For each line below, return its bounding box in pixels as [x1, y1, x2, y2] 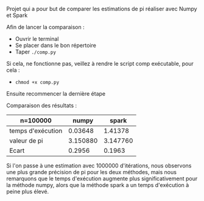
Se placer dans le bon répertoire [15, 42, 96, 49]
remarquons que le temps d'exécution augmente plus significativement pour [6, 175, 198, 182]
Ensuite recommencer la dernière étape [6, 90, 105, 97]
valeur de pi [9, 136, 43, 145]
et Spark [6, 12, 28, 19]
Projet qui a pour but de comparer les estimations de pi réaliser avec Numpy [6, 5, 197, 12]
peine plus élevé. [6, 188, 49, 195]
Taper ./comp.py [15, 48, 57, 55]
